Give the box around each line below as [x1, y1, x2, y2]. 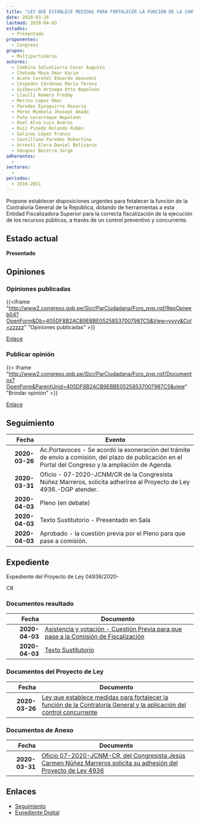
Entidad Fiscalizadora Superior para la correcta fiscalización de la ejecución [6, 210, 193, 217]
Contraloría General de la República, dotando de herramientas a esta [6, 204, 174, 211]
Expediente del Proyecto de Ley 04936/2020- [6, 573, 119, 580]
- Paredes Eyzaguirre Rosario [11, 103, 86, 109]
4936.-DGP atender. [39, 485, 98, 493]
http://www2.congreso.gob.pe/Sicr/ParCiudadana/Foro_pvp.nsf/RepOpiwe [8, 305, 192, 312]
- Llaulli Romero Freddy [11, 92, 73, 98]
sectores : [6, 164, 31, 170]
